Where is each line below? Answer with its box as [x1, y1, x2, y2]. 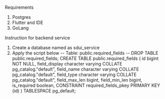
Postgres [12, 14, 31, 20]
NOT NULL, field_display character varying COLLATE [12, 61, 122, 67]
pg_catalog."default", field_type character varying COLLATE [12, 72, 137, 78]
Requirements [5, 5, 34, 10]
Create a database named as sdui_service [12, 45, 100, 50]
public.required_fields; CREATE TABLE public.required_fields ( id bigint [12, 55, 159, 61]
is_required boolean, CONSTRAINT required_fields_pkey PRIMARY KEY [12, 82, 160, 88]
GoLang [12, 25, 29, 31]
